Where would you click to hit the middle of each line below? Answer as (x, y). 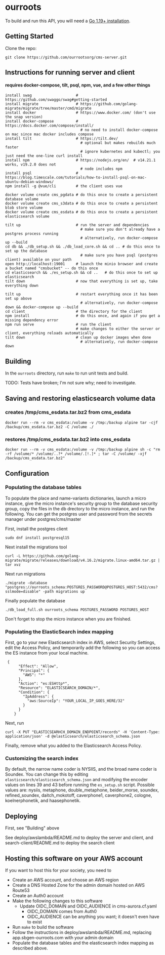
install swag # (42, 95)
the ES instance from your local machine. (47, 653)
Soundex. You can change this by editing (47, 774)
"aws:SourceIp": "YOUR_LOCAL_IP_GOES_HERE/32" (76, 701)
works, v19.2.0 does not (31, 165)
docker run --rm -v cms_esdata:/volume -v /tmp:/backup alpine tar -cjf (82, 422)
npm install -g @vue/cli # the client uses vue (64, 186)
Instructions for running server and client (70, 72)
